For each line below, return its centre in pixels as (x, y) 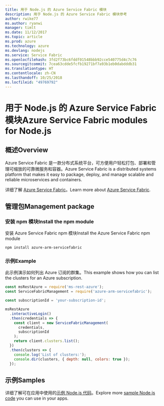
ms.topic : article (24, 37)
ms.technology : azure (27, 46)
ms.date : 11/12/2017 (26, 32)
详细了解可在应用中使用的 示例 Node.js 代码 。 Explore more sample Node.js (80, 393)
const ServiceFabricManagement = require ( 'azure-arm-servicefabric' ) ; (79, 292)
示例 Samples (25, 380)
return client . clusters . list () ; (47, 341)
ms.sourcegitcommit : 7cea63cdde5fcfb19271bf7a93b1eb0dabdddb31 (71, 64)
